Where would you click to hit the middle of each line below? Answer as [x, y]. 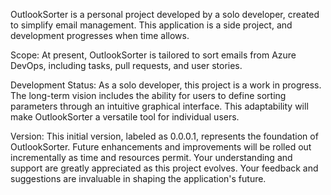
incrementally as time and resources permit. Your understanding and [151, 157]
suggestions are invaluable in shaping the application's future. [138, 178]
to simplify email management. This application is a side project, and [151, 25]
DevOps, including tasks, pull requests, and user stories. [126, 65]
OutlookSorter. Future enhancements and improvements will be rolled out [161, 147]
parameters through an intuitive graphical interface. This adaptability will [159, 106]
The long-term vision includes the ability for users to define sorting [148, 95]
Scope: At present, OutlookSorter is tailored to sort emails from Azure [153, 55]
